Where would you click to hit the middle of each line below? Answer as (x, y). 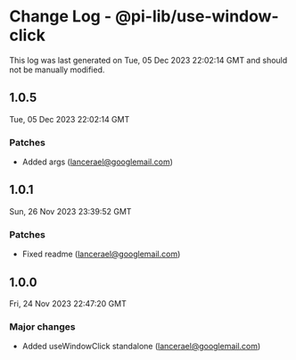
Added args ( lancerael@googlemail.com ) (98, 162)
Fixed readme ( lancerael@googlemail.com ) (101, 254)
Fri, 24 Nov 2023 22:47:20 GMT (68, 303)
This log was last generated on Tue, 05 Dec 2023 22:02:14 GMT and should (148, 60)
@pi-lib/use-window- (197, 17)
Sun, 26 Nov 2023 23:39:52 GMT (70, 211)
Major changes (42, 326)
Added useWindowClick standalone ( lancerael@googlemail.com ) (141, 347)
